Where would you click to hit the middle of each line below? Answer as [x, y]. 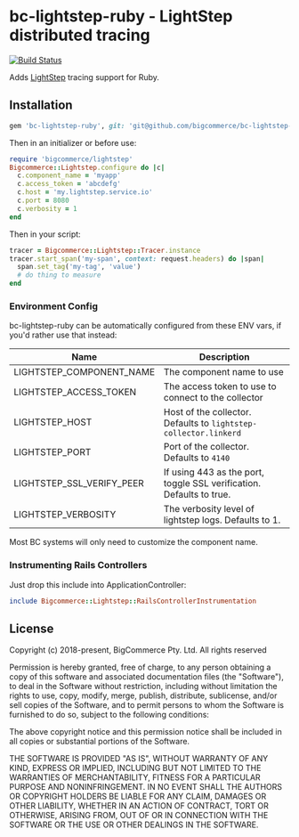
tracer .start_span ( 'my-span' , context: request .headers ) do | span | [137, 259]
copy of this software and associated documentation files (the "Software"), [147, 677]
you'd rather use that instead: [63, 335]
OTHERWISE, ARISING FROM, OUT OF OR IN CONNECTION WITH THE [139, 816]
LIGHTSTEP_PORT [53, 452]
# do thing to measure [59, 275]
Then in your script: [45, 234]
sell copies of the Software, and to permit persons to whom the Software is [147, 705]
